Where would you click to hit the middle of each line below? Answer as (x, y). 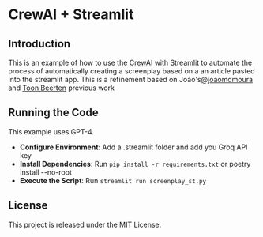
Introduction (39, 44)
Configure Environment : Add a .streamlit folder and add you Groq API (133, 147)
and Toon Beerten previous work (61, 88)
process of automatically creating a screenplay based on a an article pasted (131, 71)
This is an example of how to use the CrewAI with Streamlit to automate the (130, 62)
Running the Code (53, 113)
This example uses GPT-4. (51, 131)
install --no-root (46, 172)
